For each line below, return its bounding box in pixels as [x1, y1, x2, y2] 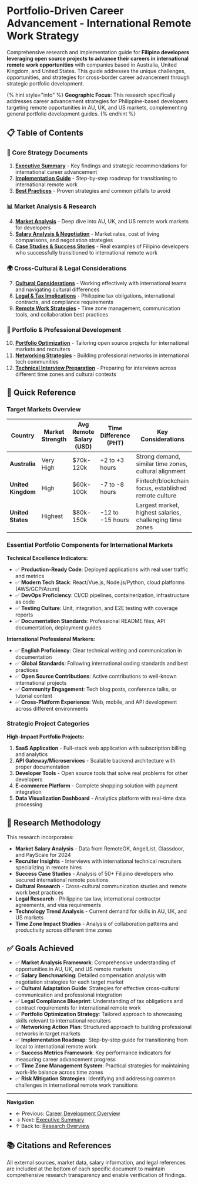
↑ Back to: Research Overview [15, 1123, 90, 1130]
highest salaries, [136, 509, 182, 517]
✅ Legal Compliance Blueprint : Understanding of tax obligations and [15, 998, 183, 1005]
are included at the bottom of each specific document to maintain [6, 1165, 165, 1172]
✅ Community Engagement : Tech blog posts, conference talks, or [15, 685, 177, 692]
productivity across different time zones [15, 926, 112, 934]
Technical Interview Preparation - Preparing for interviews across [15, 364, 177, 371]
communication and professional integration [15, 991, 122, 998]
